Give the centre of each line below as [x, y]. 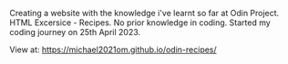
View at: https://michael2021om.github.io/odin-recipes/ [113, 50]
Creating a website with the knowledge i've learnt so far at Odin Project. [144, 13]
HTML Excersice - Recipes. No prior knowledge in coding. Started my [140, 23]
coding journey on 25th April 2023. [75, 32]
